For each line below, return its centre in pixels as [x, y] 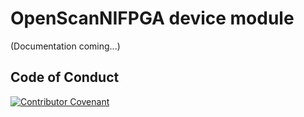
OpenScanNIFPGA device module [152, 18]
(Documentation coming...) [65, 46]
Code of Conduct [65, 77]
